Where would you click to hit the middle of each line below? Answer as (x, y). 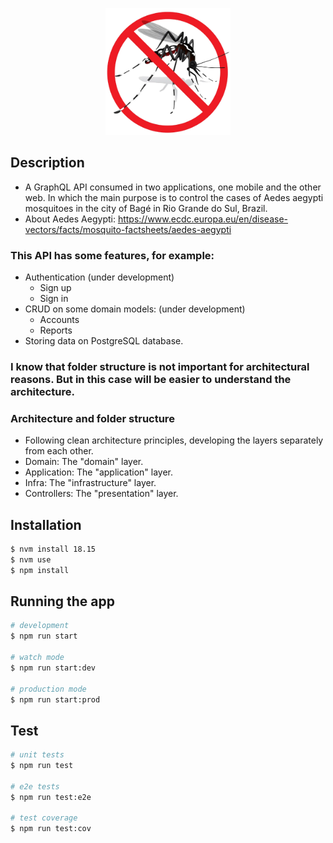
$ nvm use (31, 559)
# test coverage (44, 818)
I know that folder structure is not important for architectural (160, 366)
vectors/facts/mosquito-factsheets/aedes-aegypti (128, 229)
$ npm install (40, 570)
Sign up (55, 287)
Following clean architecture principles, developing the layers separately (174, 440)
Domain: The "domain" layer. (84, 462)
